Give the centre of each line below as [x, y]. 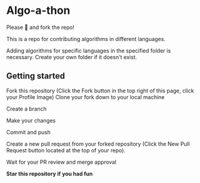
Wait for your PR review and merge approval [62, 162]
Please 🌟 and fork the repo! [40, 27]
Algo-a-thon [38, 11]
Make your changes [31, 120]
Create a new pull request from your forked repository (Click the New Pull [98, 144]
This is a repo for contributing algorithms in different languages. [86, 39]
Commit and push [28, 132]
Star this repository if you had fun [49, 173]
